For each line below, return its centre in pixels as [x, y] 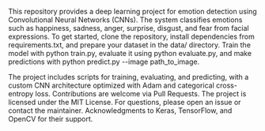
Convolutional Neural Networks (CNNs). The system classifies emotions [125, 20]
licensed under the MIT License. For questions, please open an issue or [125, 102]
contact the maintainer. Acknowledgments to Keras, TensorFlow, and [120, 110]
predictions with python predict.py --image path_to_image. [104, 62]
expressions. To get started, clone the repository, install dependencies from [131, 36]
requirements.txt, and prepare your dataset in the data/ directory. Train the [130, 45]
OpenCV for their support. [51, 119]
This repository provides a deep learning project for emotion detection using [132, 11]
